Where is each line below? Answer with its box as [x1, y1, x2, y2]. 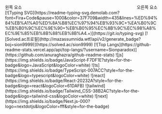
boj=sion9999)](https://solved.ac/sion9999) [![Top [5, 42, 106, 47]
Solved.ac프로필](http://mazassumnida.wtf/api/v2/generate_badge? [6, 36, 141, 42]
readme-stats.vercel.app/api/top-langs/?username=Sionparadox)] [5, 47, 137, 52]
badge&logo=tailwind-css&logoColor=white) [5, 93, 94, 99]
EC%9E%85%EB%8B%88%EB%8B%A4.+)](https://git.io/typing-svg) [5, 31, 144, 36]
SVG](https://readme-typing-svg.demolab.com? [24, 10, 120, 16]
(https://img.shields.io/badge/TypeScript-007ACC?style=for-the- [5, 67, 134, 73]
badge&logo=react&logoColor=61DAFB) [5, 83, 85, 88]
